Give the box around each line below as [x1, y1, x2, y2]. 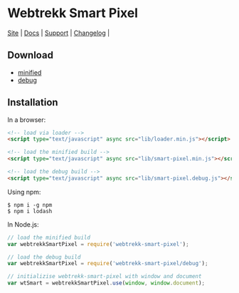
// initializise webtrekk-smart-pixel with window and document [7, 273, 202, 280]
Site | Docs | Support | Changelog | [7, 29, 110, 37]
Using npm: [7, 187, 41, 196]
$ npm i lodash [7, 207, 53, 215]
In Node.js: [7, 220, 39, 229]
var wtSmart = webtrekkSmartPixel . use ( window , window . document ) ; [7, 279, 205, 287]
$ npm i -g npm [7, 201, 53, 208]
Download [7, 49, 53, 61]
